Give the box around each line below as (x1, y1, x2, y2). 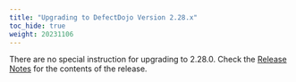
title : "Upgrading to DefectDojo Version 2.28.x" (9, 12, 199, 22)
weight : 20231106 (9, 29, 74, 38)
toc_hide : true (9, 21, 66, 30)
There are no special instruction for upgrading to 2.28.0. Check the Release (9, 54, 288, 65)
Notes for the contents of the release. (9, 63, 148, 74)
